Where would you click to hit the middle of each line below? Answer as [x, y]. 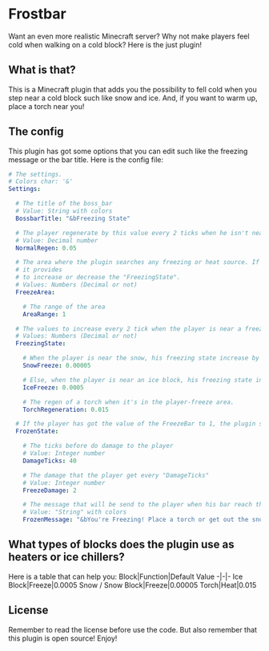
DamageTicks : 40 [50, 461]
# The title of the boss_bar [64, 204]
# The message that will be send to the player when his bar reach [137, 505]
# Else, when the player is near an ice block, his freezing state [137, 380]
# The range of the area [64, 307]
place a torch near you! [46, 106]
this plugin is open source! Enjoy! [63, 638]
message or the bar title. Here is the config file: [86, 159]
